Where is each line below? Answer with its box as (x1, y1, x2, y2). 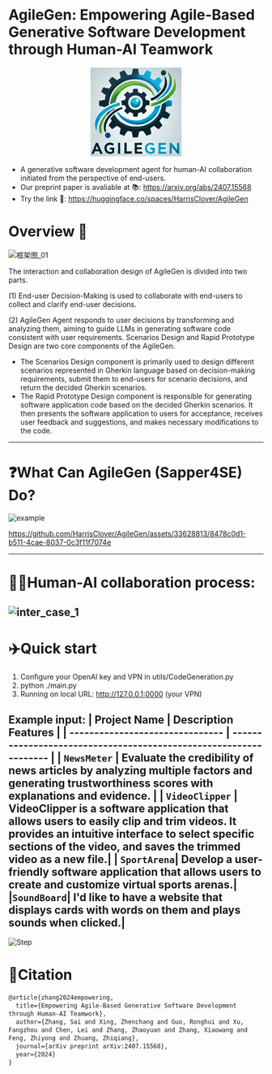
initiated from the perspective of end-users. (19, 173, 166, 183)
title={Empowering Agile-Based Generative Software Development (15, 1001, 237, 1010)
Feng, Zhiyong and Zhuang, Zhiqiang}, (8, 1033, 139, 1042)
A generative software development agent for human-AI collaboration (19, 164, 253, 174)
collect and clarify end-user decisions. (8, 299, 138, 309)
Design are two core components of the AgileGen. (8, 341, 176, 351)
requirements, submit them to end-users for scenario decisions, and (19, 373, 249, 383)
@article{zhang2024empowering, (8, 993, 114, 1002)
